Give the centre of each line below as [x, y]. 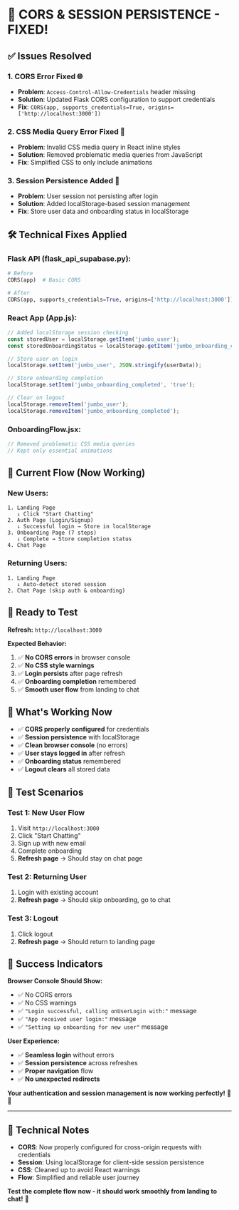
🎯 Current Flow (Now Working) [76, 473]
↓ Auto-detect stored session [62, 584]
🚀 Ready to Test [43, 612]
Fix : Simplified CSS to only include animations [85, 163]
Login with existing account [58, 892]
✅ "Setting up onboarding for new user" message [93, 1027]
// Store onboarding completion [55, 378]
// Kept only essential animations [60, 451]
